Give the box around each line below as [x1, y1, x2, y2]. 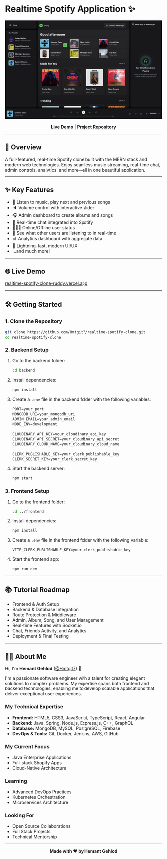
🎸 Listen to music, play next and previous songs [12, 199, 110, 205]
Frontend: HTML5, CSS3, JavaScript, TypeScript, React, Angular [12, 714, 145, 721]
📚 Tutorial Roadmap [5, 586, 70, 594]
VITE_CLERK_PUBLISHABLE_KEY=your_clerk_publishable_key [12, 547, 131, 552]
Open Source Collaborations [12, 823, 71, 829]
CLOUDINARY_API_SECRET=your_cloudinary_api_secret [12, 436, 120, 442]
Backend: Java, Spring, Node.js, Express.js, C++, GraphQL [12, 720, 133, 726]
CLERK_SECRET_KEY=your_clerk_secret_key [12, 456, 97, 462]
